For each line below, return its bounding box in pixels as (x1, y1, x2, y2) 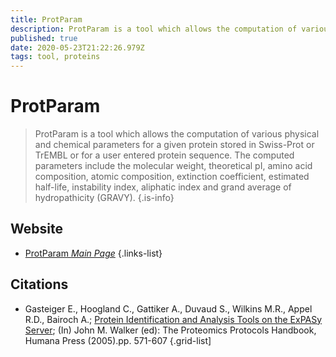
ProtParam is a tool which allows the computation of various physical (34, 128, 320, 140)
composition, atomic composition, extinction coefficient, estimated (34, 171, 310, 183)
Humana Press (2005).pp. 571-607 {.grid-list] (24, 334, 212, 346)
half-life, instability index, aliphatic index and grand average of (34, 181, 292, 193)
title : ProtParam (10, 14, 83, 25)
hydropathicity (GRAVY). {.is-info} (34, 192, 175, 204)
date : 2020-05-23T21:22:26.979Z (10, 42, 145, 53)
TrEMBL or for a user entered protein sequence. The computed (34, 149, 295, 161)
